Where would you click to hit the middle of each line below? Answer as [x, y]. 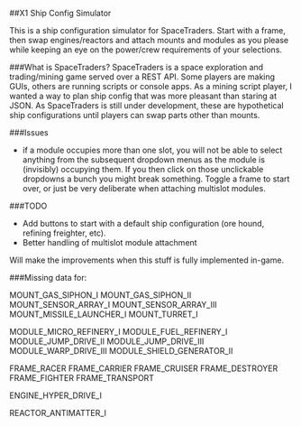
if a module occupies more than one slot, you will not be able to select [152, 150]
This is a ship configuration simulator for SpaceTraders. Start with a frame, [147, 30]
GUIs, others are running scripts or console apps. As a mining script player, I [151, 86]
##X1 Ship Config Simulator [60, 13]
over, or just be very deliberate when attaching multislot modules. [144, 188]
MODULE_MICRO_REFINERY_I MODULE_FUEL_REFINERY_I [119, 332]
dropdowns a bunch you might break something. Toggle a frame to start [156, 179]
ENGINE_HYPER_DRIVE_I [55, 395]
